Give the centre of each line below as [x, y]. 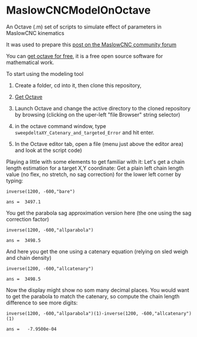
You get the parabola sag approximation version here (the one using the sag [99, 213]
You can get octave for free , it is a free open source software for [85, 56]
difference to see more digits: [42, 303]
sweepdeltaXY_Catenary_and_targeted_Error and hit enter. [85, 132]
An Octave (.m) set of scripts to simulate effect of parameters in [84, 27]
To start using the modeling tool [45, 74]
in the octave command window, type [60, 126]
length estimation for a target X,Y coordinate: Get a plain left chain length [95, 168]
